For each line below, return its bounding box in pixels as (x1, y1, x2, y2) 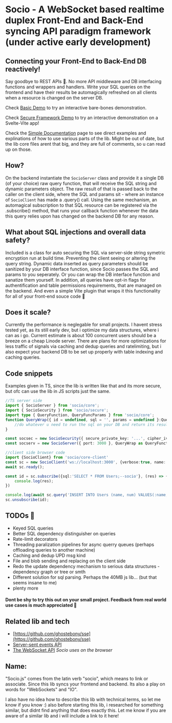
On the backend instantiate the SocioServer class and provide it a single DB (5, 174, 164, 181)
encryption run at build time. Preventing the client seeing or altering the (5, 255, 156, 261)
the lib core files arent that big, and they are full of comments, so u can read (5, 141, 165, 147)
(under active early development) (5, 36, 151, 48)
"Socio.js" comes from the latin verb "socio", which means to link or (5, 676, 148, 682)
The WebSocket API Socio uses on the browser (12, 647, 113, 653)
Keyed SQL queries (12, 525, 54, 531)
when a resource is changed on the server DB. (5, 95, 103, 101)
